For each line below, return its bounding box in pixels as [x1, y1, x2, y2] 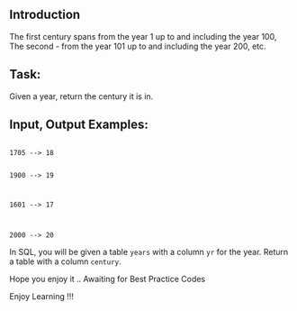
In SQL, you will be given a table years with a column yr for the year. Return [9, 247, 289, 257]
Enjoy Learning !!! [9, 291, 75, 301]
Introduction [9, 7, 81, 23]
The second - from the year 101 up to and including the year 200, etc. [9, 41, 267, 51]
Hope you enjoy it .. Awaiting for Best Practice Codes [9, 274, 206, 284]
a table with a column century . [9, 256, 121, 267]
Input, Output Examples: [9, 117, 148, 133]
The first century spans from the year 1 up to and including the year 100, [9, 31, 277, 41]
